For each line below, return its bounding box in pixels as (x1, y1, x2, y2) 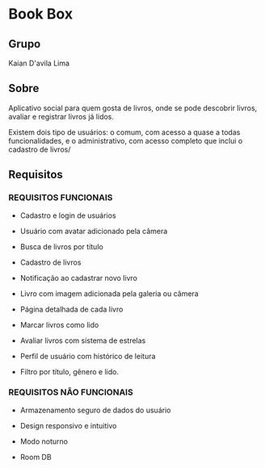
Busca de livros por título (19, 241, 103, 251)
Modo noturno (19, 437, 69, 446)
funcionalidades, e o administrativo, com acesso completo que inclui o (8, 136, 243, 145)
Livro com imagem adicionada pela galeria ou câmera (19, 288, 200, 299)
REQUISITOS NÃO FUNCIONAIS (8, 387, 133, 398)
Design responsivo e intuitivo (19, 420, 117, 430)
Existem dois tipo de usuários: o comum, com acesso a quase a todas (8, 127, 241, 137)
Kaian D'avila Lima (8, 58, 70, 68)
